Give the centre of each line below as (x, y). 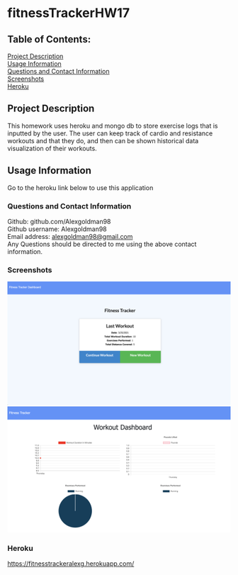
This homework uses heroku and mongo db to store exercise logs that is (113, 125)
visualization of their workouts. (52, 148)
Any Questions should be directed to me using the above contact (102, 244)
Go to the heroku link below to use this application (80, 188)
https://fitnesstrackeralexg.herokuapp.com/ (71, 564)
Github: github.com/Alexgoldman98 (59, 221)
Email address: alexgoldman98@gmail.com (70, 236)
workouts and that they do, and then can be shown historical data (103, 140)
